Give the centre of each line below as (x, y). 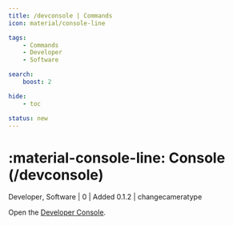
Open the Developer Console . (57, 212)
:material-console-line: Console (117, 158)
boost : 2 (37, 82)
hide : (17, 96)
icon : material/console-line (57, 23)
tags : (17, 38)
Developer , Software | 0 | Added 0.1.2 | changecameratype (105, 197)
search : (21, 74)
